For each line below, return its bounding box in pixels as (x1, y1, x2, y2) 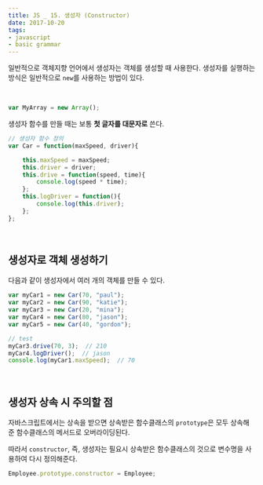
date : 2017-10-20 (8, 19, 65, 27)
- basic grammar (8, 41, 61, 49)
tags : (8, 26, 26, 34)
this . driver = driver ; (22, 163, 97, 171)
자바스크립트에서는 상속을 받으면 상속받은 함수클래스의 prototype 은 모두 (8, 418, 229, 428)
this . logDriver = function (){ (22, 193, 122, 201)
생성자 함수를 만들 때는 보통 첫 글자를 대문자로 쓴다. (8, 119, 165, 128)
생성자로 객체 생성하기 (8, 253, 108, 267)
